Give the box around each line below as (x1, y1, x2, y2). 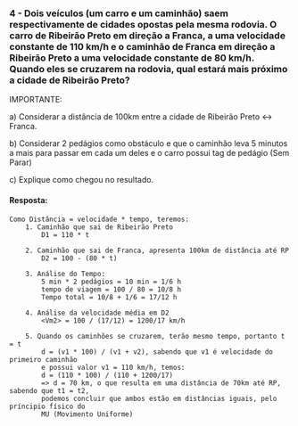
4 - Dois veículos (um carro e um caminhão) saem (9, 7, 229, 20)
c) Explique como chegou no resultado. (9, 175, 154, 185)
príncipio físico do (9, 402, 87, 411)
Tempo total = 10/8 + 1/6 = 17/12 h (41, 292, 178, 301)
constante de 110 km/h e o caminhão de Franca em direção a (9, 40, 276, 53)
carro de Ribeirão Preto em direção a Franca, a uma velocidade (9, 29, 286, 42)
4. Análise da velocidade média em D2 (25, 308, 170, 317)
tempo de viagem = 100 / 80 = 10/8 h (41, 284, 181, 294)
